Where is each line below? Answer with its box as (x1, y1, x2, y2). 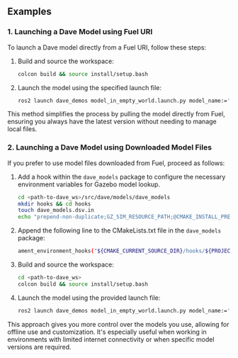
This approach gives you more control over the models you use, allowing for (7, 320, 229, 328)
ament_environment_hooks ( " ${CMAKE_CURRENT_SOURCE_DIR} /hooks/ (17, 247, 205, 254)
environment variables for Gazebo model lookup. (17, 180, 161, 189)
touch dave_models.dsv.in (17, 207, 94, 214)
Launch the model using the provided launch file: (17, 293, 161, 302)
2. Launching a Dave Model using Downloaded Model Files (7, 142, 212, 152)
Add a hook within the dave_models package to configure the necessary (17, 172, 226, 181)
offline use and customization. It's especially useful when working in (7, 328, 207, 336)
